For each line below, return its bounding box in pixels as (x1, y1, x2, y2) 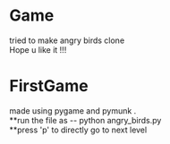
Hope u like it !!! (9, 44, 67, 55)
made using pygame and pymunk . (9, 105, 137, 116)
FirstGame (9, 76, 89, 97)
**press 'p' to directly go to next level (9, 124, 148, 135)
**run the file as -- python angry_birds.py (9, 114, 162, 125)
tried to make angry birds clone (9, 35, 125, 46)
